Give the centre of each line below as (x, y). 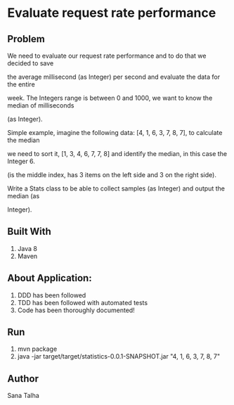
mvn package (37, 349)
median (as (24, 196)
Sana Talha (24, 396)
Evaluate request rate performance (112, 13)
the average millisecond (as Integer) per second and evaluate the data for (113, 77)
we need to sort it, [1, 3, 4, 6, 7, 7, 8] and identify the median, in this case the (117, 154)
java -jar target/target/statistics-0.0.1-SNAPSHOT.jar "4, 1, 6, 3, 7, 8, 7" (118, 356)
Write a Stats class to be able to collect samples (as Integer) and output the (116, 188)
